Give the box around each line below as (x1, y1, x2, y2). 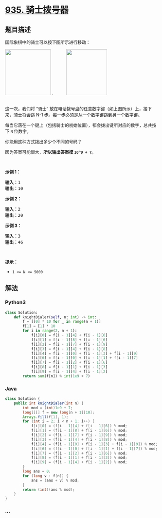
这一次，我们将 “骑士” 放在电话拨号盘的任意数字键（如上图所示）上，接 (5, 106, 148, 111)
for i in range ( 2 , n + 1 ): (22, 328, 77, 333)
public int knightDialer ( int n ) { (14, 401, 84, 406)
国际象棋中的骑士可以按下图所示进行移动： (5, 40, 90, 45)
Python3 (5, 299, 26, 306)
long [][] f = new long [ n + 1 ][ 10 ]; (22, 410, 95, 415)
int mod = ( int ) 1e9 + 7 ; (22, 405, 73, 410)
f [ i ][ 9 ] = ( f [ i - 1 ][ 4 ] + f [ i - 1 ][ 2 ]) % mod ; (31, 460, 127, 465)
